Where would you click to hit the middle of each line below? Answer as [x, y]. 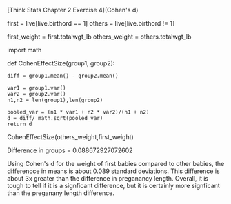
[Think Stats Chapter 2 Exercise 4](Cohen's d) [73, 10]
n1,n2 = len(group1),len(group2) [55, 100]
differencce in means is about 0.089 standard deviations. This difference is [113, 171]
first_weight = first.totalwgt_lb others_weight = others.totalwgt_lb [99, 37]
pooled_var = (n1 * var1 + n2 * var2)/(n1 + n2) [78, 112]
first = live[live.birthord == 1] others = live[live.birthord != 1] [91, 23]
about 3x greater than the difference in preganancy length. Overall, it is [108, 178]
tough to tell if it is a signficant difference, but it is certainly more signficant [114, 186]
